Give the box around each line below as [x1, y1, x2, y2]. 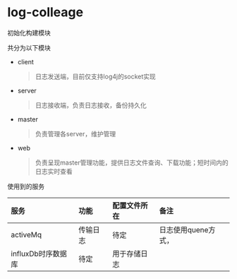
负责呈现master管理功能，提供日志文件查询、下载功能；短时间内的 [35, 158, 229, 167]
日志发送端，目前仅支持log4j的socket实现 [35, 72, 157, 81]
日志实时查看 [35, 167, 73, 175]
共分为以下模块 [7, 43, 51, 52]
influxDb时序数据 [11, 249, 67, 259]
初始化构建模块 [7, 28, 51, 37]
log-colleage [7, 4, 83, 20]
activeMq [11, 230, 42, 239]
